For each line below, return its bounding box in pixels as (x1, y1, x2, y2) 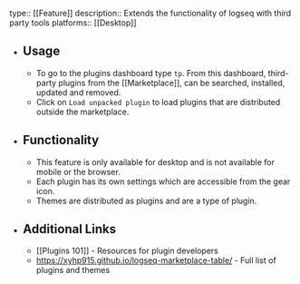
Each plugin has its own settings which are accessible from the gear (35, 176, 291, 187)
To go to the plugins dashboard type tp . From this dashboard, (35, 67, 266, 78)
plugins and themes (35, 265, 111, 276)
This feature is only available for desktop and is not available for (35, 156, 275, 167)
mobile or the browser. (35, 166, 121, 177)
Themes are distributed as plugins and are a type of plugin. (35, 195, 257, 206)
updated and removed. (35, 86, 121, 98)
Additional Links (22, 221, 116, 237)
